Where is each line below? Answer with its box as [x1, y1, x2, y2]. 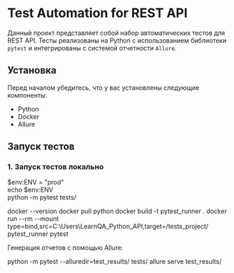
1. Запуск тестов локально [7, 162, 104, 172]
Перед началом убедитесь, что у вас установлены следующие [7, 83, 200, 92]
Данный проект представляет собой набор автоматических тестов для [7, 29, 225, 37]
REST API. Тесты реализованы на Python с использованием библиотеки [7, 36, 227, 44]
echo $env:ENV [7, 185, 54, 194]
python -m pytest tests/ [7, 193, 77, 202]
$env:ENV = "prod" [7, 178, 64, 187]
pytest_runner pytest [7, 230, 69, 238]
